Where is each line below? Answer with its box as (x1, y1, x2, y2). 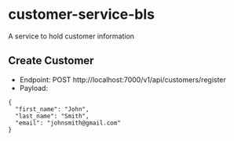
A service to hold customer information (8, 31, 135, 41)
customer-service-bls (8, 5, 155, 23)
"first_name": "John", (15, 105, 90, 113)
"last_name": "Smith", (15, 112, 90, 120)
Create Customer (8, 54, 94, 67)
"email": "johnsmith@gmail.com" (15, 119, 122, 127)
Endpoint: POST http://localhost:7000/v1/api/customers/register (19, 74, 226, 84)
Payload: (19, 83, 49, 92)
